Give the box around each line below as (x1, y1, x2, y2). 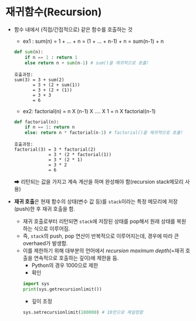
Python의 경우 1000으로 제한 (31, 262, 99, 269)
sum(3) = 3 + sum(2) (13, 77, 65, 83)
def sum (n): (13, 49, 43, 55)
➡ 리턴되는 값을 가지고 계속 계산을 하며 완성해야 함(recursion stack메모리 (13, 178, 184, 185)
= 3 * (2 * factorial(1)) (48, 152, 112, 158)
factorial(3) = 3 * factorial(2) (13, 147, 96, 153)
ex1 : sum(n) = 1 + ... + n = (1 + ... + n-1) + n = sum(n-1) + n (22, 38, 164, 45)
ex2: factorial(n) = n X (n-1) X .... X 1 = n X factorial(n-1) (22, 107, 156, 114)
